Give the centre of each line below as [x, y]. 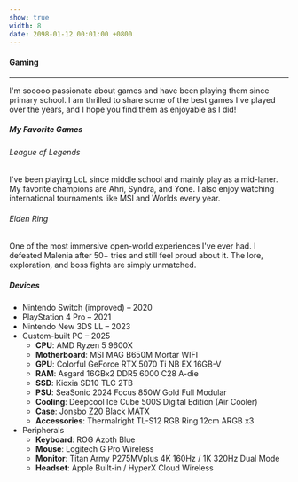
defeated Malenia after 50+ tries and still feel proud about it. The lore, [136, 256]
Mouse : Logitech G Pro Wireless [94, 449]
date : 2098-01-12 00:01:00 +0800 [71, 34]
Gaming [24, 62]
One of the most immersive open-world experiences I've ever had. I [133, 246]
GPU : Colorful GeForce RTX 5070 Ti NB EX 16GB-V [128, 364]
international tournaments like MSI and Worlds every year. [115, 198]
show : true [29, 17]
